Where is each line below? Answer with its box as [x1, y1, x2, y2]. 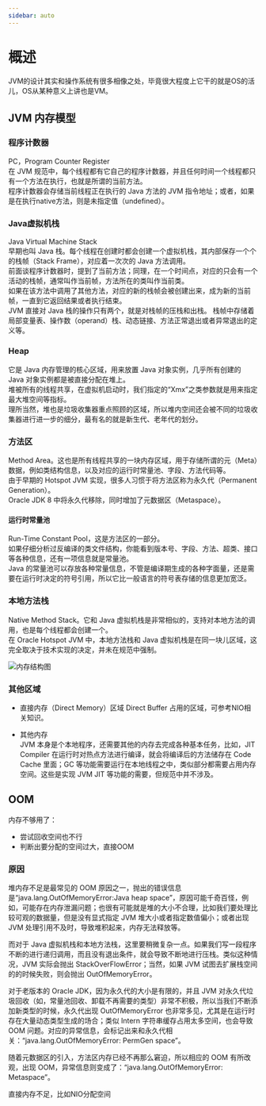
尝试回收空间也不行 [19, 831, 83, 841]
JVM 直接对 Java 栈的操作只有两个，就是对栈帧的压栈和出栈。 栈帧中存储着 [8, 305, 255, 315]
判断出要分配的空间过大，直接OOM [19, 842, 135, 851]
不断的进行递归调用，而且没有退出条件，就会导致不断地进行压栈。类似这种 [8, 950, 251, 959]
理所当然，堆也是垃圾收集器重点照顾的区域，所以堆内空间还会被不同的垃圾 [8, 404, 251, 413]
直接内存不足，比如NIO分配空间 [8, 1089, 112, 1099]
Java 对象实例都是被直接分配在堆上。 [8, 374, 131, 384]
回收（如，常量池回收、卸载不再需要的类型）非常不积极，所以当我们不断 [14, 997, 251, 1006]
